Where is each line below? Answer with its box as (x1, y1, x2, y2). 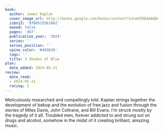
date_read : (9, 74, 32, 79)
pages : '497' (9, 29, 36, 34)
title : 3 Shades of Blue (9, 57, 60, 61)
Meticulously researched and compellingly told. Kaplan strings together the (5, 97, 155, 103)
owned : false (9, 25, 36, 30)
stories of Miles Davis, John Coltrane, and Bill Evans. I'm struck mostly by (5, 107, 152, 113)
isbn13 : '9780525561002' (9, 20, 60, 26)
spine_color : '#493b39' (9, 47, 57, 52)
